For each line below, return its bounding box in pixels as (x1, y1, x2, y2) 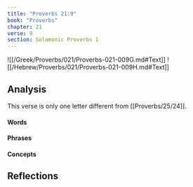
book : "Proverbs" (7, 17, 58, 24)
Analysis (7, 83, 47, 95)
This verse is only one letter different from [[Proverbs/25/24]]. (7, 102, 187, 110)
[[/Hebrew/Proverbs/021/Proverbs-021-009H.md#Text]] (7, 63, 170, 71)
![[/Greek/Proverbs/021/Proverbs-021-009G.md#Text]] (7, 55, 166, 64)
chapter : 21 (7, 23, 42, 30)
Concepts (7, 150, 36, 158)
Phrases (7, 134, 32, 142)
